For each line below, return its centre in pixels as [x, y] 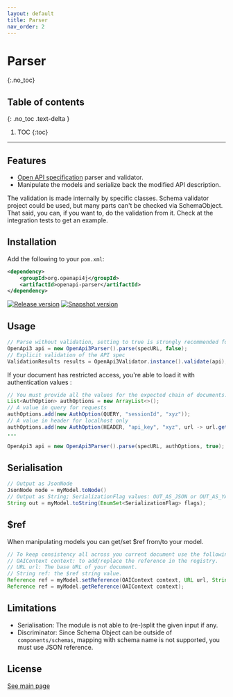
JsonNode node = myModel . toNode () [57, 491]
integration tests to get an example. [58, 220]
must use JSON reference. [55, 647]
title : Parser [28, 20]
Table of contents [46, 102]
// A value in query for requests [57, 408]
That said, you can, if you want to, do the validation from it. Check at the [110, 213]
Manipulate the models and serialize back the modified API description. [119, 184]
